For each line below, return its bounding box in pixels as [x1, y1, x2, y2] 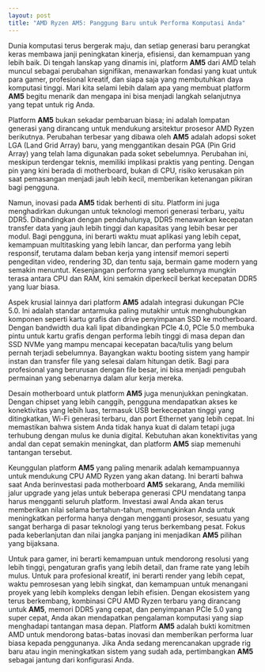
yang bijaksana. [8, 538, 59, 548]
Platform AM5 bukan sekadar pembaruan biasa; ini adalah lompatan [8, 115, 230, 124]
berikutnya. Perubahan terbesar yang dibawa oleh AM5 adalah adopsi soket [8, 132, 256, 141]
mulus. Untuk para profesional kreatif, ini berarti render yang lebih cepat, [8, 571, 245, 580]
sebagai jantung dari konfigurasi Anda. [8, 655, 134, 664]
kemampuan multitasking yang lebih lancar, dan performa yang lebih [8, 239, 232, 250]
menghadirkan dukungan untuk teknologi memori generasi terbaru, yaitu [8, 206, 244, 216]
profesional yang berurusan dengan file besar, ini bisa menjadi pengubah [8, 365, 247, 374]
